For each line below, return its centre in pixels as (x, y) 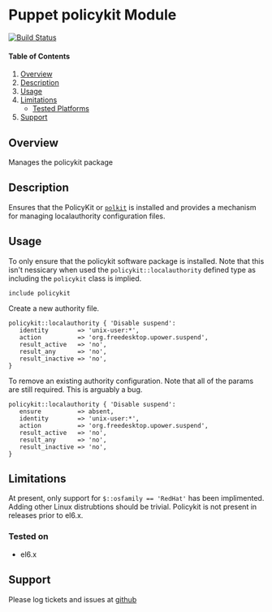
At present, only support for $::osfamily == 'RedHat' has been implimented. (136, 498)
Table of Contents (39, 56)
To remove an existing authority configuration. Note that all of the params (131, 381)
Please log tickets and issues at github (73, 599)
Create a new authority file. (54, 308)
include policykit (39, 293)
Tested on (28, 537)
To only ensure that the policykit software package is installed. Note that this (136, 261)
